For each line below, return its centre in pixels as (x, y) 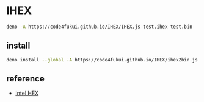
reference (25, 79)
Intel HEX (27, 93)
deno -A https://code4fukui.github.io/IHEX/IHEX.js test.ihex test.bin (99, 27)
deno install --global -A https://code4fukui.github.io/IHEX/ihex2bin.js (102, 59)
